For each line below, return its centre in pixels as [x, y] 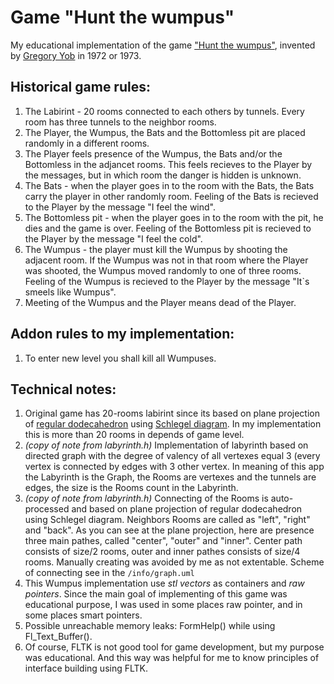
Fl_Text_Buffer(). [58, 637]
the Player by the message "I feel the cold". [113, 238]
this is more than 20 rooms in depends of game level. [134, 435]
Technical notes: [63, 389]
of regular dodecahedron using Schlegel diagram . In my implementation [173, 424]
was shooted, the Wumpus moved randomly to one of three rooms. [163, 270]
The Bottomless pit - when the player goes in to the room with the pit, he [174, 217]
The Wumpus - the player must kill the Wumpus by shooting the [156, 249]
